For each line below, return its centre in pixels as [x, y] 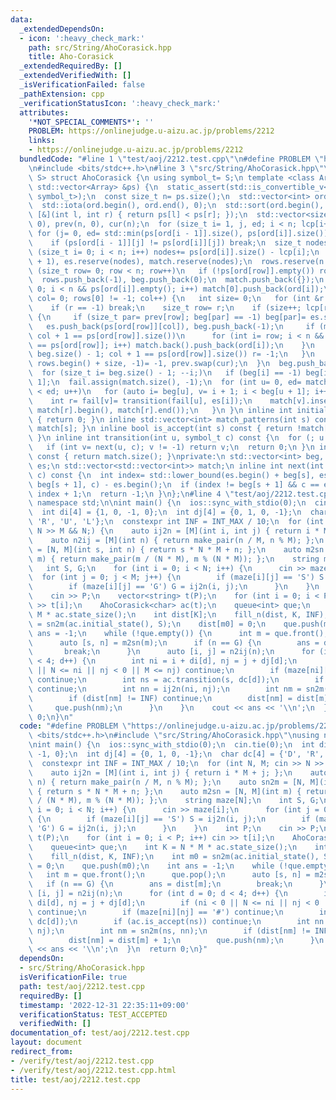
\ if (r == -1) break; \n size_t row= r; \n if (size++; [165, 308]
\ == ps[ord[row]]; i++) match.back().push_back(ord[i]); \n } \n [171, 345]
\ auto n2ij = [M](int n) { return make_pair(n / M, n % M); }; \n [176, 540]
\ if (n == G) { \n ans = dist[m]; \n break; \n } [176, 884]
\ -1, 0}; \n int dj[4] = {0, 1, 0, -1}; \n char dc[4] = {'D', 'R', [176, 754]
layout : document [46, 1042]
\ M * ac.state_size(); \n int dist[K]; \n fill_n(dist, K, [165, 614]
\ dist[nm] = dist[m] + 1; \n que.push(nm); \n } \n [176, 940]
